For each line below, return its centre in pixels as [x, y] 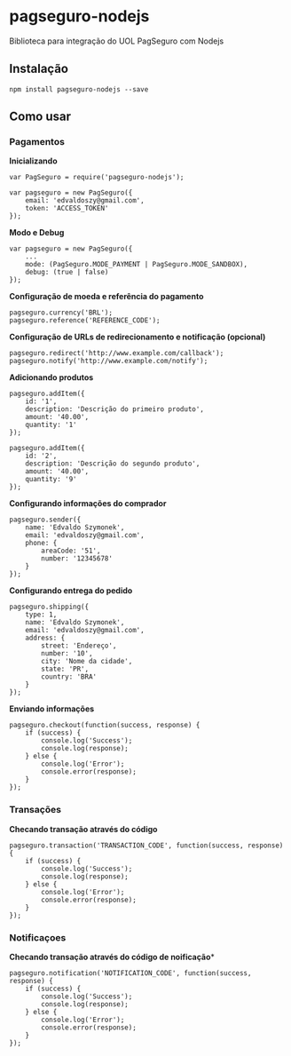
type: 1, [41, 615]
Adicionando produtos [51, 377]
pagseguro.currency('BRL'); [61, 313]
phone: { [41, 544]
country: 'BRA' [69, 677]
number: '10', [67, 654]
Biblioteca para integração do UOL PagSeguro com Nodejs [117, 41]
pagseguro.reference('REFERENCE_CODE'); [85, 321]
